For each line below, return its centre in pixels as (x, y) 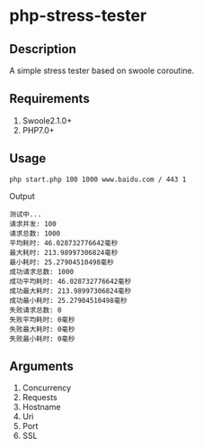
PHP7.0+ (39, 130)
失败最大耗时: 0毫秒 (42, 329)
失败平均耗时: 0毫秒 (42, 320)
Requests (40, 398)
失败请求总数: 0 (35, 310)
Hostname (41, 407)
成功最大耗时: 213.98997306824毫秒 (71, 291)
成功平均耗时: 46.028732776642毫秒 (71, 281)
